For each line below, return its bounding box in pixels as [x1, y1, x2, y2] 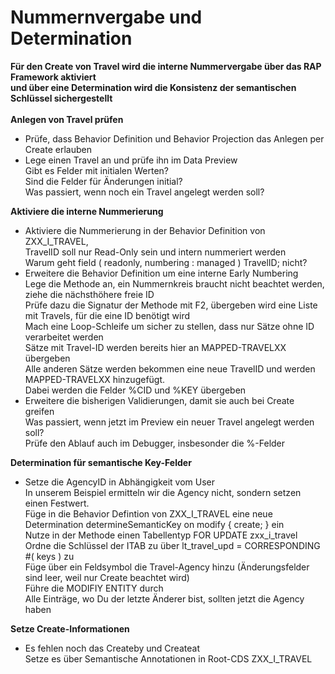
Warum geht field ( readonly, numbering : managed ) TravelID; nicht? [24, 256, 308, 268]
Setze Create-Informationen [10, 622, 130, 635]
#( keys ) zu [24, 550, 75, 562]
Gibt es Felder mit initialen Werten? [24, 164, 170, 176]
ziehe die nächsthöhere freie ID [24, 288, 155, 300]
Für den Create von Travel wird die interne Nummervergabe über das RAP [10, 60, 322, 72]
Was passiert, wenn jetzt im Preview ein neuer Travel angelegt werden [24, 416, 315, 428]
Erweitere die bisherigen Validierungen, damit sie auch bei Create [24, 394, 295, 406]
